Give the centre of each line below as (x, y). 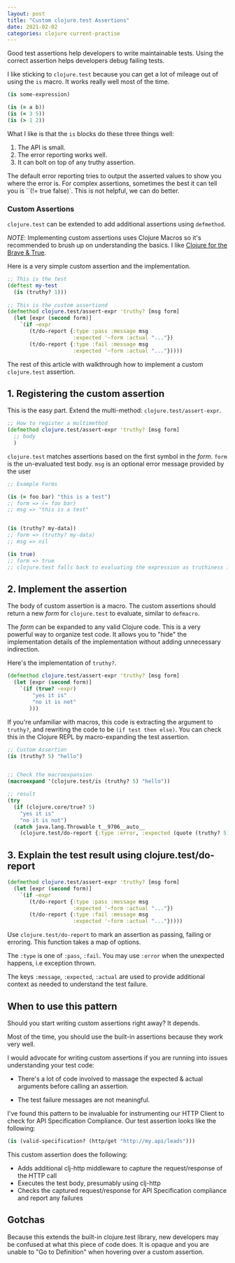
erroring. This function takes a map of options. (74, 942)
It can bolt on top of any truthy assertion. (76, 162)
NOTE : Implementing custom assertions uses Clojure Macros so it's (104, 238)
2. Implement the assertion (67, 589)
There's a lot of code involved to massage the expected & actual (110, 1079)
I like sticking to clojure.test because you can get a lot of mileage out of (113, 74)
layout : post (26, 14)
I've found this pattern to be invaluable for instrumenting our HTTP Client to (116, 1114)
